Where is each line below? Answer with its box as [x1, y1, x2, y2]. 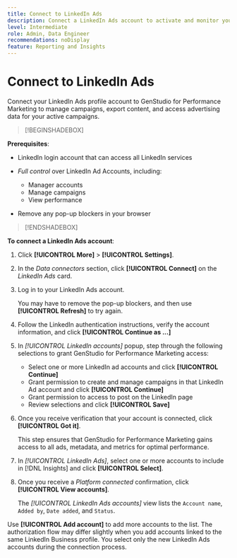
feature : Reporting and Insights [7, 43, 106, 50]
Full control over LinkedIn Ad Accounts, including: [17, 167, 162, 175]
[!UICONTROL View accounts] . [17, 485, 109, 494]
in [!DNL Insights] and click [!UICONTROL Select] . [17, 464, 164, 472]
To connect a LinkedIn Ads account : [7, 236, 115, 245]
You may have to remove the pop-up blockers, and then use [17, 298, 193, 308]
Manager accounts [28, 180, 83, 189]
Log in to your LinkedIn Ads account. [17, 285, 125, 293]
